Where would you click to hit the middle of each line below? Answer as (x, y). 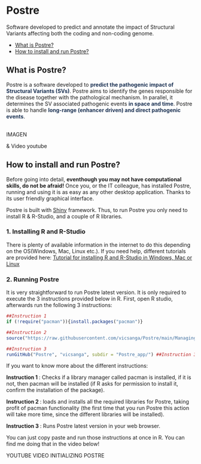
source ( (16, 338)
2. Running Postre (33, 279)
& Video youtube (27, 146)
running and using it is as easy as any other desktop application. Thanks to (98, 192)
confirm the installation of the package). (55, 390)
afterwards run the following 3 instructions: (59, 305)
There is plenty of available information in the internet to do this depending (98, 245)
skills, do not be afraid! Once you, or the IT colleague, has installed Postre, (99, 186)
